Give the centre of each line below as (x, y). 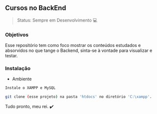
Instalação (18, 68)
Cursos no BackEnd (36, 8)
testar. (11, 56)
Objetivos (17, 35)
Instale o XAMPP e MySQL (30, 88)
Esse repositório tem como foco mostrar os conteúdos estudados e (73, 46)
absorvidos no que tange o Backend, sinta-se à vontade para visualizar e (79, 50)
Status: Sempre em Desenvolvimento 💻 (57, 20)
